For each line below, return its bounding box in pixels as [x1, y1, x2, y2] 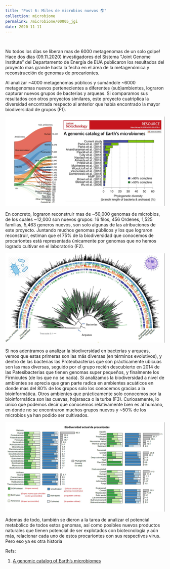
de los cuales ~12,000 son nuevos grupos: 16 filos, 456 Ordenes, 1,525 [5, 216, 153, 222]
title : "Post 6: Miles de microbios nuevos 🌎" [5, 8, 107, 13]
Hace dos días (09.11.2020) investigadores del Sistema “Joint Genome [5, 54, 151, 60]
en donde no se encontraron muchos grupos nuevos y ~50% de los [5, 407, 147, 413]
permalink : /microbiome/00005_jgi [5, 19, 78, 24]
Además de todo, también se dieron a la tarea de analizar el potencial [5, 517, 150, 523]
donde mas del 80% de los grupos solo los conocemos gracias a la [5, 386, 145, 392]
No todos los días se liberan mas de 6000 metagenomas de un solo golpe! [5, 49, 160, 55]
